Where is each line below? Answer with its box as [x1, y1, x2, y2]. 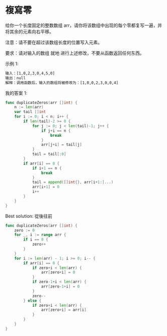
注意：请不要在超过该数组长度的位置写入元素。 [5, 39, 102, 45]
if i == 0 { [23, 237, 49, 242]
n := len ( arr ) [14, 104, 44, 110]
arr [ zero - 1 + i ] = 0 [41, 284, 80, 289]
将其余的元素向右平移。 [5, 28, 54, 34]
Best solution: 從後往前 [5, 213, 53, 219]
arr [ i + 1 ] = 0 [32, 185, 59, 190]
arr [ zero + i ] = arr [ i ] [41, 307, 87, 313]
